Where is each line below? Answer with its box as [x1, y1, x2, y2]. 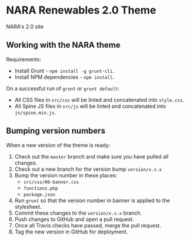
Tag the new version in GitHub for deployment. [14, 228, 128, 235]
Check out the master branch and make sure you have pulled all [14, 153, 169, 160]
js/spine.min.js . [14, 108, 56, 115]
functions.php [23, 185, 58, 192]
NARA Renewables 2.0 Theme [6, 4, 156, 17]
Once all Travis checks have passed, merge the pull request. [14, 222, 162, 229]
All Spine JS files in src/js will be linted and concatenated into [14, 103, 166, 110]
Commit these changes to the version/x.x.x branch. [14, 209, 142, 216]
